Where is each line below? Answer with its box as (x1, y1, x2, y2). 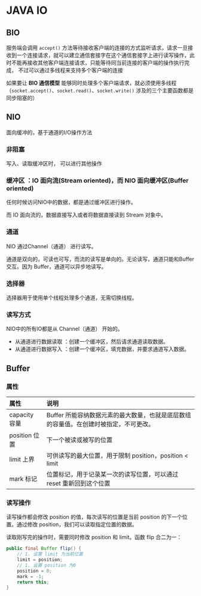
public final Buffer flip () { (6, 546, 82, 552)
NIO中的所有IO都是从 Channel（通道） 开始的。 (6, 325, 123, 333)
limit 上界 (9, 455, 35, 463)
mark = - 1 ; (17, 573, 44, 579)
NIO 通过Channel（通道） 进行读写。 (6, 242, 97, 249)
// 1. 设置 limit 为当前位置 (17, 551, 83, 558)
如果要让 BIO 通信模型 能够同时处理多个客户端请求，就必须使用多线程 (6, 79, 177, 86)
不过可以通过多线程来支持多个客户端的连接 (17, 67, 123, 74)
